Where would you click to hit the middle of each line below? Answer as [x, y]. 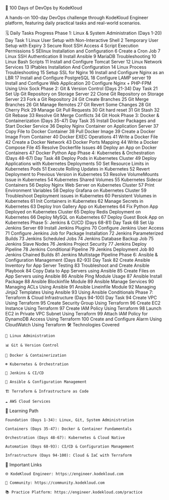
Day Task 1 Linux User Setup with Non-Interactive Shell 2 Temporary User [82, 40]
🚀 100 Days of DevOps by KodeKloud [44, 8]
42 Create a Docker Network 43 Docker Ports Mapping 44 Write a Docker [82, 142]
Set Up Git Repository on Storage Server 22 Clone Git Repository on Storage [84, 94]
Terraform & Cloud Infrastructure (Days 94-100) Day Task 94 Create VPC [81, 297]
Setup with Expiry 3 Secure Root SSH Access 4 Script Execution [72, 46]
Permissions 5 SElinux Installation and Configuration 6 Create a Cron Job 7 [83, 51]
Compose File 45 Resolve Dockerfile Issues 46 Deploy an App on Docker [81, 147]
